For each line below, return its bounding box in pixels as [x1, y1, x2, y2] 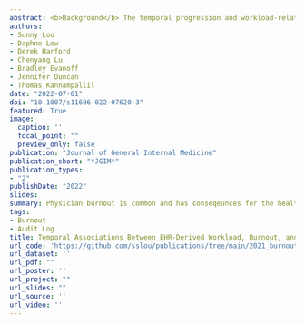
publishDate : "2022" [9, 182, 88, 191]
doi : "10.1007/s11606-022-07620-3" [9, 97, 144, 107]
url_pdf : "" [9, 258, 54, 268]
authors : [9, 22, 43, 31]
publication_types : [9, 165, 84, 174]
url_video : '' [9, 300, 64, 309]
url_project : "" [9, 275, 71, 284]
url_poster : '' [9, 267, 67, 276]
